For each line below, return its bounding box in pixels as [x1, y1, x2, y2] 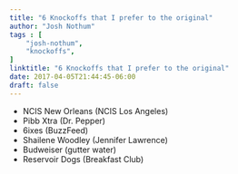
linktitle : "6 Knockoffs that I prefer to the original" [9, 64, 230, 73]
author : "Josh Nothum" [9, 22, 95, 31]
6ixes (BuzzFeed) [22, 124, 89, 136]
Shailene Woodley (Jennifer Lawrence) [22, 134, 168, 145]
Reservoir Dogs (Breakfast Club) [22, 153, 144, 164]
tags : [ [9, 30, 43, 39]
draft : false [9, 81, 59, 90]
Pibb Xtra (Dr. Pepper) [22, 115, 106, 126]
